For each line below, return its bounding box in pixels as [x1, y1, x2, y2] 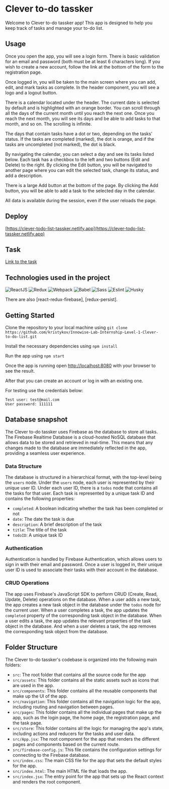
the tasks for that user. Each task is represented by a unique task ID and [5, 490, 154, 497]
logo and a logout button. [5, 89, 58, 96]
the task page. [12, 719, 43, 726]
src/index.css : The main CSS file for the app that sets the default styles [12, 757, 162, 763]
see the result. [5, 368, 35, 374]
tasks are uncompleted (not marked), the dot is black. [5, 141, 117, 147]
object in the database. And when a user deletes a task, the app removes [5, 623, 157, 629]
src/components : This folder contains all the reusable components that [12, 688, 157, 694]
